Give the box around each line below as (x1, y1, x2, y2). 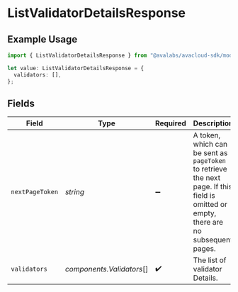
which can (193, 140, 228, 150)
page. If (193, 182, 219, 192)
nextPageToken (11, 188, 59, 196)
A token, (193, 130, 221, 140)
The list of (193, 255, 227, 265)
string (64, 187, 85, 197)
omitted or (193, 200, 228, 210)
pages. (193, 244, 216, 254)
